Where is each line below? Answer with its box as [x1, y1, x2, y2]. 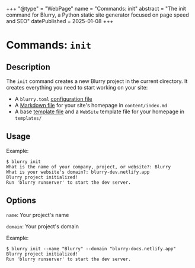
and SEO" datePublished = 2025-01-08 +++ [6, 18, 114, 24]
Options [6, 196, 37, 206]
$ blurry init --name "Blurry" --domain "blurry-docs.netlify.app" [6, 245, 177, 251]
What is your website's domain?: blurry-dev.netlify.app [6, 169, 150, 175]
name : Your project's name [6, 211, 69, 218]
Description [6, 62, 50, 72]
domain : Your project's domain [6, 222, 79, 230]
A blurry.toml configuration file [14, 95, 93, 103]
